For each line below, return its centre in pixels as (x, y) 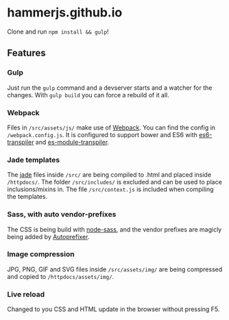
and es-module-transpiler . (72, 142)
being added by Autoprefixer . (48, 236)
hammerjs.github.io (65, 13)
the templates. (27, 197)
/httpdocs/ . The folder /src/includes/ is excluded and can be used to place (115, 182)
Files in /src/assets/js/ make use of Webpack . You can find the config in (111, 127)
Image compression (41, 254)
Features (26, 53)
